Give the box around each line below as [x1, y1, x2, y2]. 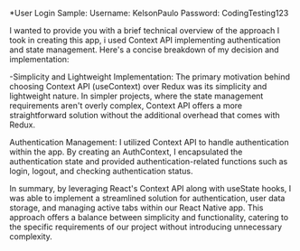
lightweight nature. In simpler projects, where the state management [9, 90, 264, 101]
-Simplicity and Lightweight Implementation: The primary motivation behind [9, 71, 291, 82]
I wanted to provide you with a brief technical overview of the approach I [9, 25, 280, 35]
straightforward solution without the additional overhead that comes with [9, 110, 280, 120]
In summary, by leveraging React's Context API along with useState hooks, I [9, 183, 292, 193]
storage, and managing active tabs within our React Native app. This [9, 202, 264, 213]
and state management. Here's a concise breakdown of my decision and [9, 44, 279, 55]
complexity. [9, 231, 52, 242]
